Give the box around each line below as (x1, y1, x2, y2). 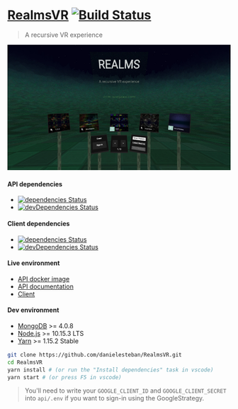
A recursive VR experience (24, 30, 103, 39)
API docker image (17, 274, 70, 283)
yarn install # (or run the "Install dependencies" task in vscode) (7, 366, 214, 374)
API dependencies (7, 179, 62, 188)
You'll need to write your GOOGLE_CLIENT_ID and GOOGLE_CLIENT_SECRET (24, 386, 227, 395)
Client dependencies (7, 219, 70, 228)
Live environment (7, 259, 60, 267)
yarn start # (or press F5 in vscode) (7, 374, 122, 381)
